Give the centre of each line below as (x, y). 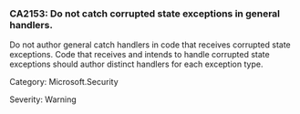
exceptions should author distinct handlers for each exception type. (136, 64)
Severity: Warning (43, 99)
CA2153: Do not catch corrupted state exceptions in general (145, 14)
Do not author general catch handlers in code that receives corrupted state (150, 45)
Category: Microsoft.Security (64, 82)
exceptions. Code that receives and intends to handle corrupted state (140, 55)
